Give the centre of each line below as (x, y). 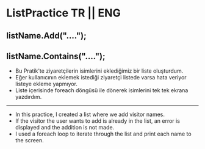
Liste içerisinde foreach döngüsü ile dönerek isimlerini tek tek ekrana (102, 90)
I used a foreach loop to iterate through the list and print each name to (103, 134)
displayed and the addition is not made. (65, 128)
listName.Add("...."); (46, 36)
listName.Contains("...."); (56, 56)
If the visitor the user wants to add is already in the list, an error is (97, 121)
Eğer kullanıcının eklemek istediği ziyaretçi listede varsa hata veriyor (101, 78)
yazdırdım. (28, 97)
